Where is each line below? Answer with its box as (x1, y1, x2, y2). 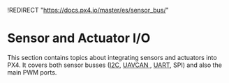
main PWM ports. (7, 68, 57, 76)
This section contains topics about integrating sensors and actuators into (7, 53, 218, 61)
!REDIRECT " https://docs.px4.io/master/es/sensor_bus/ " (7, 6, 169, 14)
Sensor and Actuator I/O (7, 31, 151, 46)
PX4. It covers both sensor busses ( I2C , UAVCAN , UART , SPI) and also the (7, 61, 222, 69)
